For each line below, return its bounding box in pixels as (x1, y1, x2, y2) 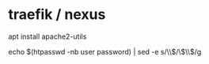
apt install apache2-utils (8, 32, 87, 41)
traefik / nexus (8, 6, 106, 24)
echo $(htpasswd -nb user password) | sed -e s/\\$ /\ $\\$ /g (8, 47, 202, 56)
